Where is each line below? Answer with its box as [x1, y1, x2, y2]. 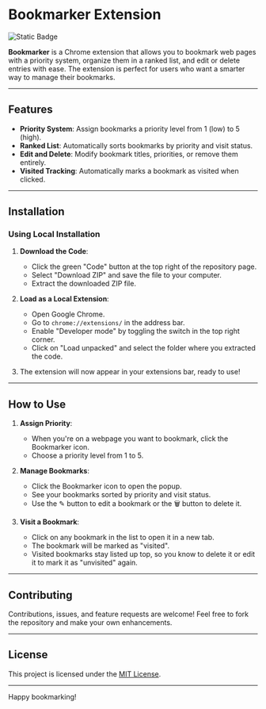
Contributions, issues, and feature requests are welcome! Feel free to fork [8, 609, 249, 619]
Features [8, 103, 53, 117]
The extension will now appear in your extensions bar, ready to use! [19, 367, 241, 377]
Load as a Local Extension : [19, 294, 109, 304]
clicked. [19, 174, 46, 184]
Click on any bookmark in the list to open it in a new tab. [31, 533, 215, 542]
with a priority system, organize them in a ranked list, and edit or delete [8, 56, 240, 65]
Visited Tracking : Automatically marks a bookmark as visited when [19, 166, 239, 175]
